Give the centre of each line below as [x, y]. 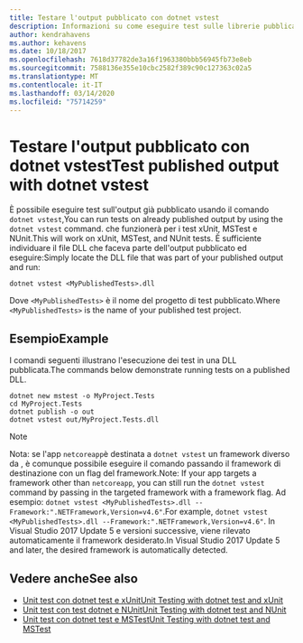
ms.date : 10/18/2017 [48, 51]
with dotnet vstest [79, 185]
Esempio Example [59, 338]
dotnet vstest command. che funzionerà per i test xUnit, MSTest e [133, 229]
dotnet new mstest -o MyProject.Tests [82, 396]
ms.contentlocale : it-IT [56, 85]
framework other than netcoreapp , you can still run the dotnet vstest [137, 483]
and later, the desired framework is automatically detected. [119, 550]
